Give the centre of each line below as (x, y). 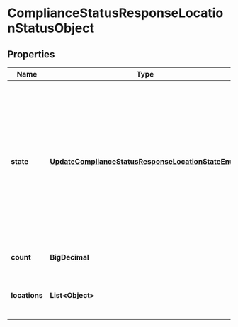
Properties (31, 54)
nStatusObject (51, 28)
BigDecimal (69, 257)
